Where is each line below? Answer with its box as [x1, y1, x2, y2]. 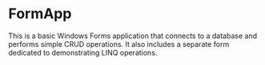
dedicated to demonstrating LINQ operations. [8, 48, 158, 57]
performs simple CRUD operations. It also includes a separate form [8, 39, 230, 48]
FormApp [8, 5, 72, 23]
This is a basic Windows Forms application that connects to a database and [8, 31, 258, 40]
